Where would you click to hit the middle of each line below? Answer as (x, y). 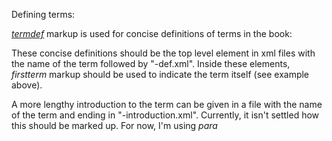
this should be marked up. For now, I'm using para (114, 125)
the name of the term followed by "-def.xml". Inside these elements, (151, 63)
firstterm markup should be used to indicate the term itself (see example (160, 74)
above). (27, 85)
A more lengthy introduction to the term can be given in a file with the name (167, 104)
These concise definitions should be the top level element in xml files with (163, 53)
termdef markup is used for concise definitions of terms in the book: (152, 33)
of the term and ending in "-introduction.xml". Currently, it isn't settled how (165, 115)
